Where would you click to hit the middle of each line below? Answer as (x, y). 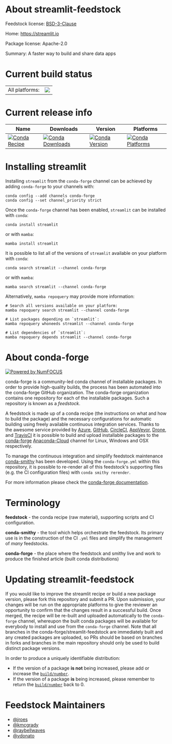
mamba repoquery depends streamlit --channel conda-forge (68, 337)
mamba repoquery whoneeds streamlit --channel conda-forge (70, 324)
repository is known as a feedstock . (43, 403)
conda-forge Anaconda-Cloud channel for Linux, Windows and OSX (77, 440)
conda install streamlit (32, 225)
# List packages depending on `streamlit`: (52, 319)
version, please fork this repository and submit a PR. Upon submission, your (85, 599)
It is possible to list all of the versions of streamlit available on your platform (86, 253)
